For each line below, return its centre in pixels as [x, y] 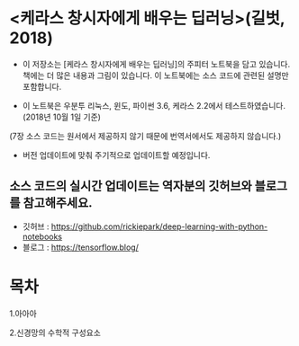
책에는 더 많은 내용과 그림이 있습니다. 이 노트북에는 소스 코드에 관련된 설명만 [156, 75]
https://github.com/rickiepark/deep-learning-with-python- [159, 226]
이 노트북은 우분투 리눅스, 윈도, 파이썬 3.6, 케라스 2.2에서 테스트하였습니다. [154, 105]
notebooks [42, 236]
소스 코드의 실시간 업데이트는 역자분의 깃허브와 [131, 186]
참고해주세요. [58, 203]
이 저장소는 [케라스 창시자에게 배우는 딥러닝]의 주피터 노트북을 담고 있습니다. [156, 64]
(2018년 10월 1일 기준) [62, 117]
